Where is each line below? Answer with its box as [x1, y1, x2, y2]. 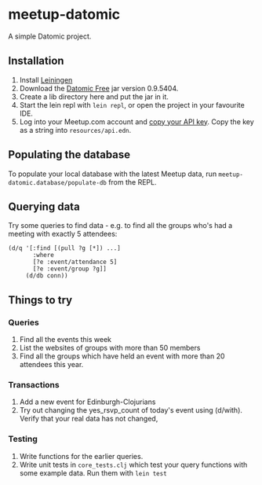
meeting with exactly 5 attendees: [8, 230, 118, 239]
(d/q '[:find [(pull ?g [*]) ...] [8, 244, 122, 252]
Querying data [8, 200, 80, 213]
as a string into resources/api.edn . [19, 125, 132, 134]
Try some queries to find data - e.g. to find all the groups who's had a [8, 221, 233, 230]
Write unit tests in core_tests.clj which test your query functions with [19, 460, 248, 469]
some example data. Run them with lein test [19, 468, 167, 477]
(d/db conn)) [25, 272, 68, 280]
